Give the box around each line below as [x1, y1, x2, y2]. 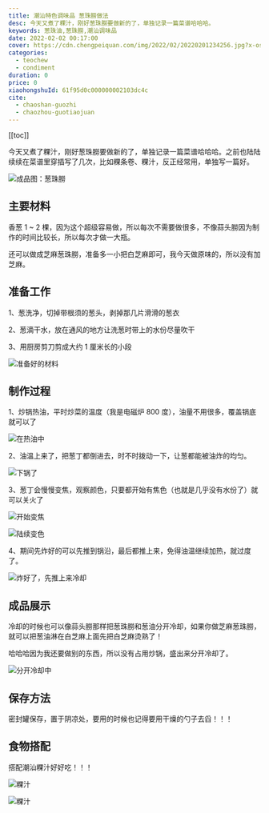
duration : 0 [8, 71, 48, 79]
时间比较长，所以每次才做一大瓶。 [22, 232, 134, 242]
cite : [8, 94, 26, 102]
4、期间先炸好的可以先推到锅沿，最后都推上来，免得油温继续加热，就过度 [8, 546, 252, 556]
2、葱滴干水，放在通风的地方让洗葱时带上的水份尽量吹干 [8, 325, 195, 334]
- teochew [15, 57, 48, 65]
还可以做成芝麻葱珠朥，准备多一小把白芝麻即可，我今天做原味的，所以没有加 [8, 249, 261, 258]
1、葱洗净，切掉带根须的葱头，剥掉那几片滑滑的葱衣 [8, 307, 180, 317]
